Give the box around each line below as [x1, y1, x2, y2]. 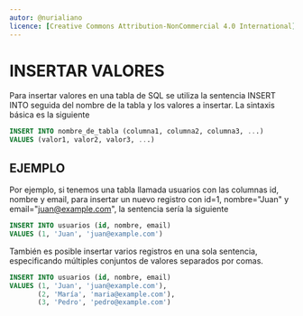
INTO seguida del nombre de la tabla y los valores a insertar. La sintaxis [9, 100, 275, 111]
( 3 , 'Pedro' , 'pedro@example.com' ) [37, 298, 171, 307]
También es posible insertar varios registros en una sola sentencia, [9, 246, 258, 256]
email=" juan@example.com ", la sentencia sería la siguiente [9, 204, 229, 214]
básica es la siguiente [9, 109, 90, 120]
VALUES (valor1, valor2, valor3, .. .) [9, 135, 155, 144]
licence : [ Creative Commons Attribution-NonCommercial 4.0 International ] [9, 22, 297, 31]
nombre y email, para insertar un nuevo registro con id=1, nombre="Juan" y [9, 194, 289, 204]
